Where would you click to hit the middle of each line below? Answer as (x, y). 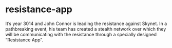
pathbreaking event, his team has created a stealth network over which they (86, 29)
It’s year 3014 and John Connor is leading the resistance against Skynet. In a (86, 23)
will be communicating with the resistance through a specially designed (81, 34)
